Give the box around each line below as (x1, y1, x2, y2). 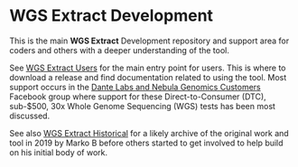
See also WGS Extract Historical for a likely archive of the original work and (9, 127, 289, 138)
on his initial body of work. (9, 146, 108, 158)
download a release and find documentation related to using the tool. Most (9, 71, 287, 82)
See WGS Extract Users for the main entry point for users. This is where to (9, 62, 286, 73)
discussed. (9, 110, 51, 121)
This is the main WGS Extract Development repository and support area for (9, 35, 290, 46)
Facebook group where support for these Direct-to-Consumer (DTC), (9, 91, 266, 102)
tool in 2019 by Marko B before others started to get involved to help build (9, 137, 284, 148)
